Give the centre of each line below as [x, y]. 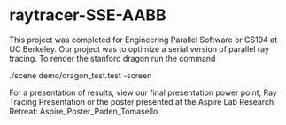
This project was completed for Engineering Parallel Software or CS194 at [143, 40]
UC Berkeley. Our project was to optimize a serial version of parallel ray [139, 48]
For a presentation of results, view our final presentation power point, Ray [143, 92]
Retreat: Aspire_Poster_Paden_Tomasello [84, 111]
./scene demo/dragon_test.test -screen [81, 75]
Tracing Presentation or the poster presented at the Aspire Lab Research [142, 101]
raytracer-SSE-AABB [88, 15]
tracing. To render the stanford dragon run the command [112, 58]
